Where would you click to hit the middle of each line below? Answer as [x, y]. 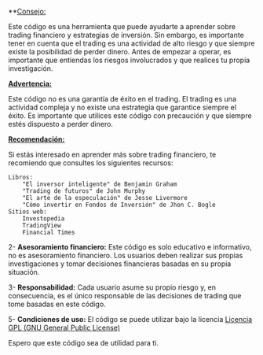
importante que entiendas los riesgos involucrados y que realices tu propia [129, 60]
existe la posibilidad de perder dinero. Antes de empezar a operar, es [120, 52]
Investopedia [44, 219]
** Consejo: [27, 11]
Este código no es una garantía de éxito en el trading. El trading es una [122, 99]
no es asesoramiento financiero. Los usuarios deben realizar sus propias [126, 255]
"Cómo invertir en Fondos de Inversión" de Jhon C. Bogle [119, 205]
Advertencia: [30, 83]
